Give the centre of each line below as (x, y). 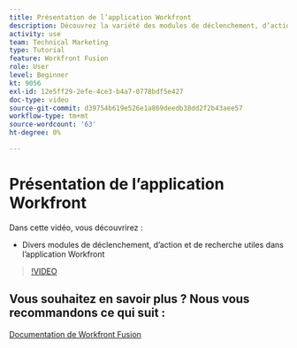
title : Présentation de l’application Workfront (100, 17)
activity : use (35, 34)
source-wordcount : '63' (53, 125)
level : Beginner (39, 75)
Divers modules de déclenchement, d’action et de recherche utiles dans (153, 244)
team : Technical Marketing (59, 42)
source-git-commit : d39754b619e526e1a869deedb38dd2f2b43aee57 (126, 108)
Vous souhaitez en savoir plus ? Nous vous (129, 299)
